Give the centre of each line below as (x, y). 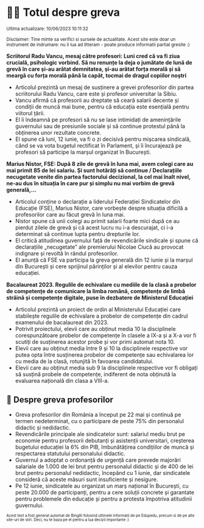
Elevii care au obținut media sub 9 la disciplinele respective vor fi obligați (106, 368)
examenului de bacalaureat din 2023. (62, 322)
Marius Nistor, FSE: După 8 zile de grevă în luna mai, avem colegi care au (100, 163)
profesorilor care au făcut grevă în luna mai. (70, 214)
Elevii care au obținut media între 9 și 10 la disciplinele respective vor (101, 348)
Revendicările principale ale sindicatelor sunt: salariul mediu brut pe (100, 434)
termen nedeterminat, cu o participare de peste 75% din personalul (100, 421)
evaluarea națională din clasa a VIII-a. (62, 380)
